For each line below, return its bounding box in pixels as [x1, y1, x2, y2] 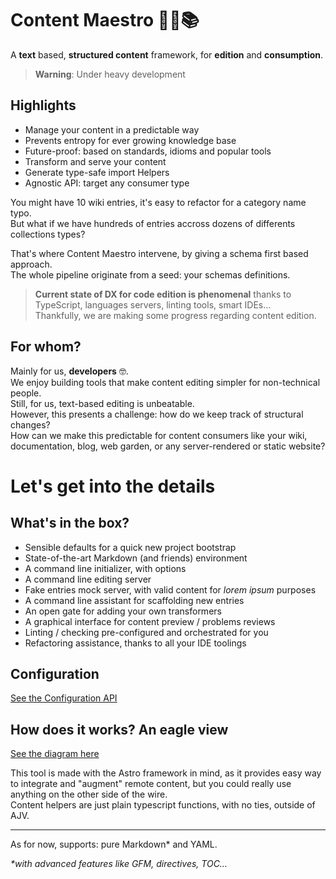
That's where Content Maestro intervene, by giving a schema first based [10, 247, 309, 259]
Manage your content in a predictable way [24, 123, 200, 136]
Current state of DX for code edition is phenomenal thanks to [34, 288, 292, 300]
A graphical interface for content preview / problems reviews [24, 615, 276, 627]
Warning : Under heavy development [34, 68, 186, 80]
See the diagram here [10, 748, 100, 760]
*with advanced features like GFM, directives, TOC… [10, 858, 228, 870]
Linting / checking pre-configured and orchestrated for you [24, 626, 269, 638]
